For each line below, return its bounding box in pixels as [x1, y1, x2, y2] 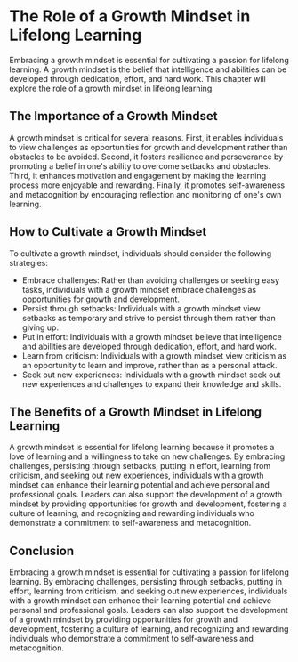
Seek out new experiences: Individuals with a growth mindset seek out [21, 369, 281, 380]
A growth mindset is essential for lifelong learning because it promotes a [9, 442, 275, 453]
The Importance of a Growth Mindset [9, 109, 218, 124]
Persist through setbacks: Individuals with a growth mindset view [21, 303, 261, 313]
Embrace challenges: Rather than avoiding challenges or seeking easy [21, 274, 280, 286]
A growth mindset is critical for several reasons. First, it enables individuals [9, 132, 284, 143]
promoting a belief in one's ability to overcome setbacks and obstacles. [9, 160, 271, 171]
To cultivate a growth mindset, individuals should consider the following [9, 247, 272, 259]
